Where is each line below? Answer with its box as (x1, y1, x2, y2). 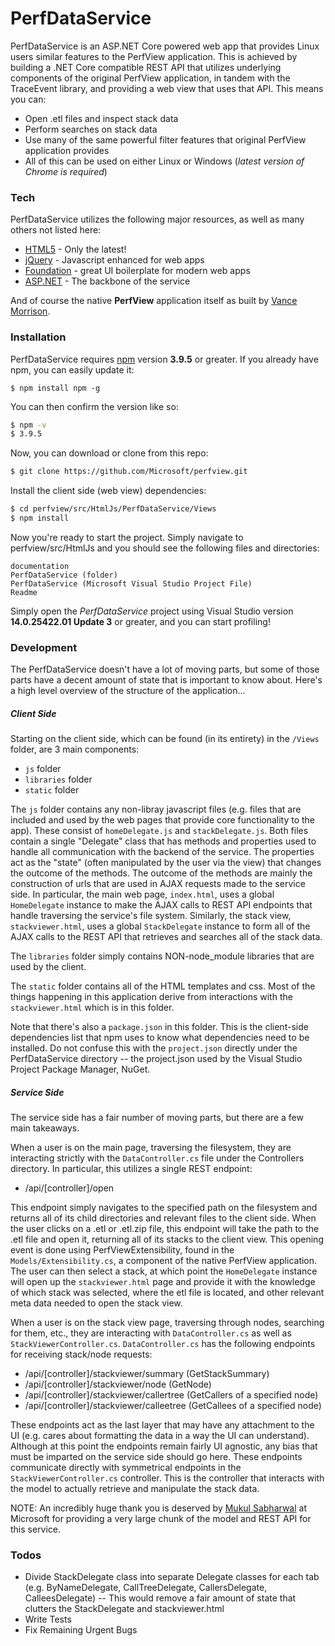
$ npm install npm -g (10, 383, 101, 393)
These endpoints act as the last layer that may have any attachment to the (10, 1419, 315, 1431)
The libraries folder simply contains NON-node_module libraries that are (10, 950, 315, 962)
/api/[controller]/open (24, 1182, 115, 1194)
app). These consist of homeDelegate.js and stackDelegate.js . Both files (10, 825, 309, 837)
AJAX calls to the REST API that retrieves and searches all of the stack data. (10, 931, 323, 943)
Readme (10, 587, 38, 597)
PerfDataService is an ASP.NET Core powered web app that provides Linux (10, 40, 320, 52)
